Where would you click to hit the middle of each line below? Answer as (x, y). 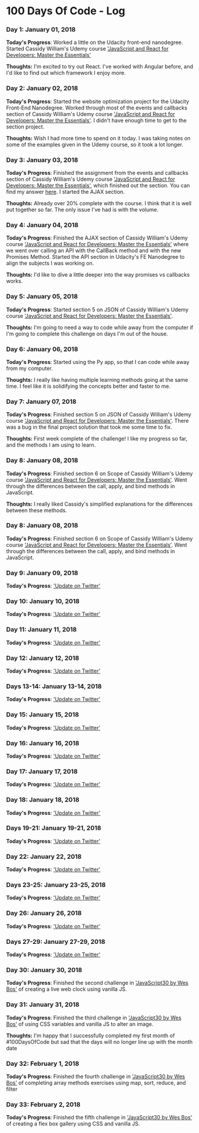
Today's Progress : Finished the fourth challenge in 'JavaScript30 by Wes (96, 1076)
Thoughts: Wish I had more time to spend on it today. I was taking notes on (99, 138)
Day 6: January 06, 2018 (42, 349)
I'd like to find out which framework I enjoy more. (66, 73)
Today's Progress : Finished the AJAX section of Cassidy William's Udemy (97, 238)
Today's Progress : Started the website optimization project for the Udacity (98, 101)
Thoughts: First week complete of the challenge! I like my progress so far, (97, 439)
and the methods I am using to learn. (51, 445)
